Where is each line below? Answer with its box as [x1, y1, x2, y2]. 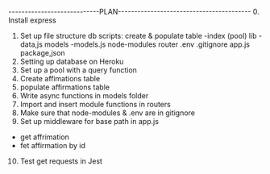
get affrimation [19, 132, 70, 142]
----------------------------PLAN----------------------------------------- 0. [8, 7, 260, 16]
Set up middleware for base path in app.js [19, 117, 160, 126]
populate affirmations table [19, 82, 110, 92]
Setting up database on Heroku [19, 56, 124, 66]
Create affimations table [19, 74, 101, 83]
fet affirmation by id [19, 141, 86, 150]
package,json [19, 48, 66, 57]
